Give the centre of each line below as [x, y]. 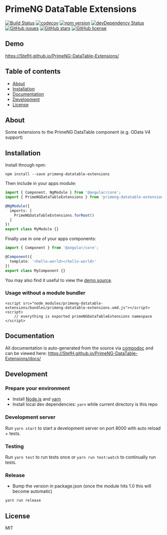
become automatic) [32, 491]
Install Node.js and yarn [37, 399]
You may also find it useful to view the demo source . [59, 280]
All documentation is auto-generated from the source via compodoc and [79, 348]
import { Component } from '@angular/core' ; [52, 248]
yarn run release [23, 501]
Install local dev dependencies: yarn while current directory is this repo [85, 404]
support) [14, 137]
